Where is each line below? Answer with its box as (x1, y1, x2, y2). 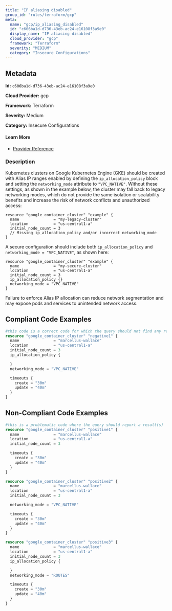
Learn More (5, 134, 31, 140)
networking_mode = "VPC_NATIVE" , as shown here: (5, 249, 109, 255)
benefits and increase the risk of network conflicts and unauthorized (5, 197, 150, 203)
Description (5, 158, 35, 165)
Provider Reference (12, 145, 54, 151)
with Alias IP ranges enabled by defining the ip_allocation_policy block (5, 175, 158, 182)
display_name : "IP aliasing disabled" (10, 31, 93, 36)
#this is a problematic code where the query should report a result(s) (5, 422, 164, 427)
